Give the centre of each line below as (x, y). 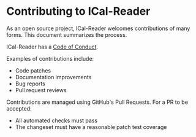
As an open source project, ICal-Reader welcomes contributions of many (98, 28)
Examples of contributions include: (50, 58)
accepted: (19, 108)
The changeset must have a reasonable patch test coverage (91, 127)
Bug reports (30, 84)
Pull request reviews (41, 90)
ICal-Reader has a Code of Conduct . (52, 47)
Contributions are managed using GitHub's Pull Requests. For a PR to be (97, 102)
